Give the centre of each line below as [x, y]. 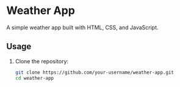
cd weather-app [34, 78]
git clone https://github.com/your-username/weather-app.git [95, 72]
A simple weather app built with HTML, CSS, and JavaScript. [82, 27]
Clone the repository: [42, 61]
